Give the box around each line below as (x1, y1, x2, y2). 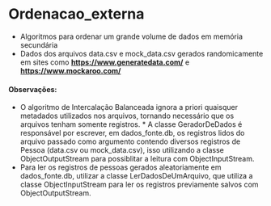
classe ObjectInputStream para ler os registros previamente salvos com (19, 179, 259, 190)
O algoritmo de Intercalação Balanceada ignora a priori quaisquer (19, 103, 239, 112)
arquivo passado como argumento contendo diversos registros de (19, 137, 241, 146)
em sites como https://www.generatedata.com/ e (19, 57, 190, 67)
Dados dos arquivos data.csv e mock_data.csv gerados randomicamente (19, 48, 264, 58)
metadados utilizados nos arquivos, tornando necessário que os (19, 111, 235, 121)
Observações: (8, 84, 57, 94)
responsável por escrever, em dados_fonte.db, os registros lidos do (19, 128, 245, 138)
